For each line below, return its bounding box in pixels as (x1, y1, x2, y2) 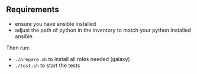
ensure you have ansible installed (14, 20, 96, 27)
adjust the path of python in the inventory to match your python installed (14, 26, 191, 33)
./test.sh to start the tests (14, 62, 80, 69)
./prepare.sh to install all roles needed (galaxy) (14, 55, 130, 62)
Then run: (6, 44, 30, 51)
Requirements (6, 5, 59, 15)
